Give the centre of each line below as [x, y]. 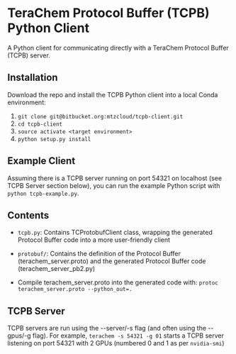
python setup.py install [54, 139]
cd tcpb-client [40, 124]
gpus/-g [19, 336]
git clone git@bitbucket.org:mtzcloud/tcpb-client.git [100, 116]
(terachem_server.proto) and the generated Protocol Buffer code [112, 261]
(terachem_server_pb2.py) [56, 269]
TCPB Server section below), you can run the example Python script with [114, 185]
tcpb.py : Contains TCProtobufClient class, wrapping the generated [115, 233]
